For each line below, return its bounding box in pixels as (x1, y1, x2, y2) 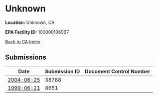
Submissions (5, 53, 46, 62)
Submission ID (44, 68, 80, 75)
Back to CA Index (5, 38, 41, 45)
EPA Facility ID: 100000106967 (5, 29, 69, 35)
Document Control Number (84, 68, 151, 75)
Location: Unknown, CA (5, 19, 55, 25)
